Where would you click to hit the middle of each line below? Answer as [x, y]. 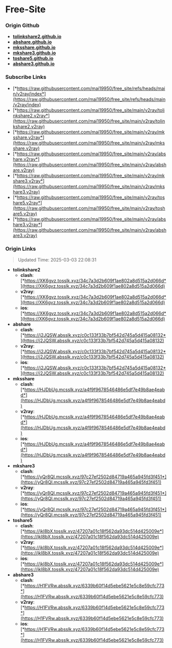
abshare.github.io [32, 42]
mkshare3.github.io [34, 53]
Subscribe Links [26, 77]
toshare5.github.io [33, 58]
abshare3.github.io [34, 64]
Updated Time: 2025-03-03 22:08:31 [57, 260]
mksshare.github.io [34, 48]
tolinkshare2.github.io [37, 36]
